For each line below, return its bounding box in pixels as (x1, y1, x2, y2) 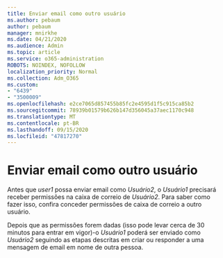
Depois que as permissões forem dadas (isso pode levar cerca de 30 (7, 221, 205, 230)
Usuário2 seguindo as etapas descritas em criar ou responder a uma (7, 236, 204, 244)
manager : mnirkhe (7, 29, 58, 37)
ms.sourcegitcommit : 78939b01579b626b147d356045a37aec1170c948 (7, 107, 195, 114)
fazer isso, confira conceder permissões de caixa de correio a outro (7, 200, 202, 209)
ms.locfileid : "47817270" (7, 132, 82, 139)
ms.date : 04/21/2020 (7, 36, 67, 43)
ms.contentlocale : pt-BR (7, 119, 79, 127)
